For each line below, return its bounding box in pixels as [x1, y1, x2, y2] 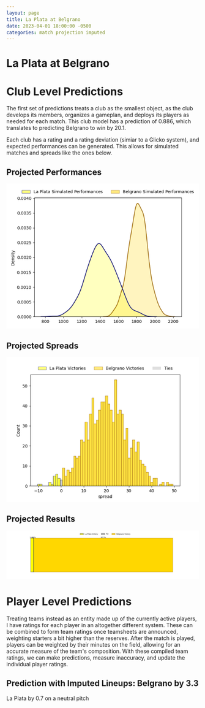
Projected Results [6, 514, 75, 524]
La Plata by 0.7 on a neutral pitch [6, 695, 89, 702]
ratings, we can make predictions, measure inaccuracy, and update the [6, 653, 185, 661]
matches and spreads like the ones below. [6, 149, 113, 156]
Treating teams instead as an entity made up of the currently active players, [6, 615, 197, 622]
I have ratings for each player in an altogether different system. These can [6, 621, 193, 628]
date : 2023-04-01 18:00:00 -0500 [6, 23, 92, 29]
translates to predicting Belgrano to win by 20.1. [6, 124, 127, 132]
